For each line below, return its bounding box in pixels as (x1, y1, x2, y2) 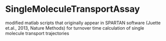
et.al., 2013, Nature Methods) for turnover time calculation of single (5, 25, 144, 31)
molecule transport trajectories (5, 30, 69, 36)
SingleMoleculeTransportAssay (5, 3, 140, 15)
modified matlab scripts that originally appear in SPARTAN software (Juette (5, 20, 161, 26)
